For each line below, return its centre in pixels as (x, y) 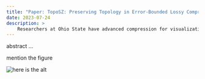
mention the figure (30, 58)
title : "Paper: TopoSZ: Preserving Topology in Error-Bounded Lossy (95, 12)
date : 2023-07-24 (28, 18)
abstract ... (20, 46)
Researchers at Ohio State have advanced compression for (92, 29)
